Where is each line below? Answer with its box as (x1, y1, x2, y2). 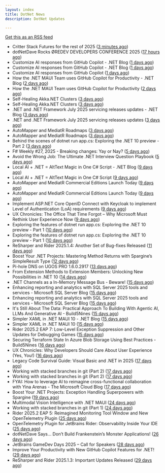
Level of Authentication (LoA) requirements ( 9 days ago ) (12, 206, 127, 212)
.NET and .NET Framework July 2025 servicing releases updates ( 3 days (12, 117, 160, 123)
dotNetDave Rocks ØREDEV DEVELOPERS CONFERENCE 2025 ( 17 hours (12, 49, 160, 55)
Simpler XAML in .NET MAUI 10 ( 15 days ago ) (12, 321, 104, 327)
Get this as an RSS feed (5, 34, 53, 40)
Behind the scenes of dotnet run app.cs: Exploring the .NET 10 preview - (12, 138, 159, 144)
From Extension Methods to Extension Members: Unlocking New (12, 269, 143, 275)
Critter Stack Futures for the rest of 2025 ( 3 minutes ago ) (12, 44, 129, 50)
